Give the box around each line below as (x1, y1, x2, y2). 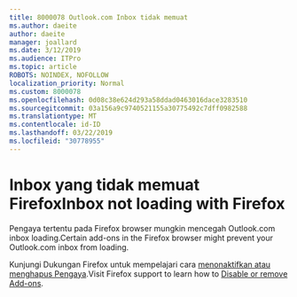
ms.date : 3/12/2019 (9, 46, 82, 55)
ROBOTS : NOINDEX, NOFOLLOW (9, 71, 109, 80)
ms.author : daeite (9, 21, 77, 30)
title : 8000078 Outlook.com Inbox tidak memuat (9, 12, 189, 22)
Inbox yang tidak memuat (9, 175, 200, 195)
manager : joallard (9, 37, 77, 47)
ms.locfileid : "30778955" (9, 137, 105, 145)
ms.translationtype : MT (9, 112, 98, 121)
